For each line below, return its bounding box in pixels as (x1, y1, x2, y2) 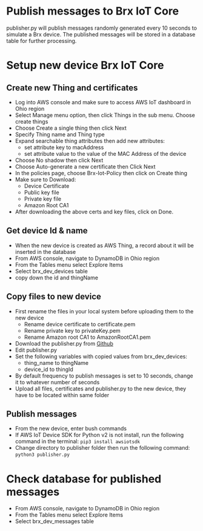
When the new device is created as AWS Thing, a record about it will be (15, 241, 194, 249)
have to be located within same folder (15, 391, 110, 398)
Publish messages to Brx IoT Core (6, 4, 179, 18)
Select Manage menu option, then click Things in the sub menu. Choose (15, 111, 195, 119)
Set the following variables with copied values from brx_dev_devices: (15, 353, 188, 360)
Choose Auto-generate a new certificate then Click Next (15, 162, 156, 170)
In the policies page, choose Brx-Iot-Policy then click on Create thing (15, 169, 188, 176)
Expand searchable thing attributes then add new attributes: (15, 137, 165, 144)
